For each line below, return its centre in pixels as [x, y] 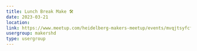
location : [18, 22]
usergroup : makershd [31, 33]
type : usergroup [26, 39]
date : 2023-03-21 [27, 17]
